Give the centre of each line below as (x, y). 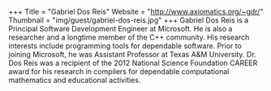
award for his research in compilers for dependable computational (119, 71)
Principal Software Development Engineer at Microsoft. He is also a (120, 29)
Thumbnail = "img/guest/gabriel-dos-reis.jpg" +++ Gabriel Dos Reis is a (129, 20)
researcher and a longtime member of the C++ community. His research (129, 37)
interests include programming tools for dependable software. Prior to (125, 46)
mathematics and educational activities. (75, 80)
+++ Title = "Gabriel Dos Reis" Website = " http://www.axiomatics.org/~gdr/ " (136, 12)
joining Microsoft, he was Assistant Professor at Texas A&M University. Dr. (133, 54)
